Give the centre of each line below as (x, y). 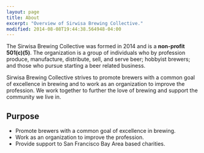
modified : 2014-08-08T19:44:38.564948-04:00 (64, 29)
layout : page (23, 12)
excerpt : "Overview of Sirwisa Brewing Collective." (75, 23)
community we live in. (34, 97)
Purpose (23, 116)
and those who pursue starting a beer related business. (76, 66)
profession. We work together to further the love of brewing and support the (102, 91)
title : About (23, 18)
